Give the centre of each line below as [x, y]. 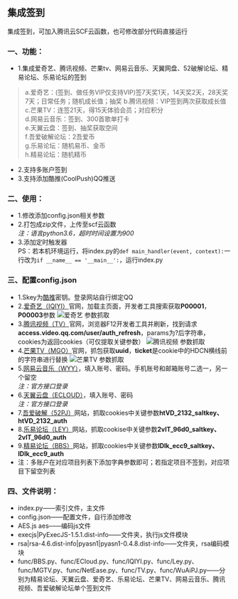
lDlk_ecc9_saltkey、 [188, 445]
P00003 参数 [36, 314]
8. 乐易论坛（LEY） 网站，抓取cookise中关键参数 [87, 429]
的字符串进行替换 [43, 359]
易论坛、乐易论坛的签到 [52, 78]
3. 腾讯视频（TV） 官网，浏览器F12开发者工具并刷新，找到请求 [107, 324]
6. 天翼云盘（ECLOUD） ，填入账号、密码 [75, 395]
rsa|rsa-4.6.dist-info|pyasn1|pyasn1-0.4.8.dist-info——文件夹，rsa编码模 [123, 544]
